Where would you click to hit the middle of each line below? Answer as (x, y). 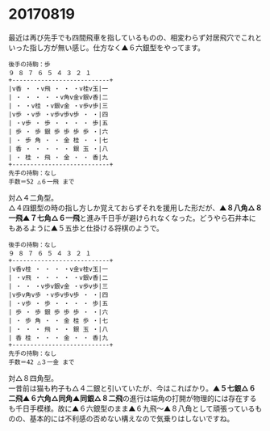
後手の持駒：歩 (29, 64)
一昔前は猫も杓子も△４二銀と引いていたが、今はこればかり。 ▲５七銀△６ (132, 388)
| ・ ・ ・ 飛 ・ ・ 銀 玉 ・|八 (58, 329)
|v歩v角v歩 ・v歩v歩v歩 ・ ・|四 (58, 295)
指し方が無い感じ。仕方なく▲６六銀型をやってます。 (117, 47)
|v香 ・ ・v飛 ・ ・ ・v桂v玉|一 (58, 89)
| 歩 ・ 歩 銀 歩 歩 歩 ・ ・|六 (58, 312)
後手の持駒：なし (33, 245)
